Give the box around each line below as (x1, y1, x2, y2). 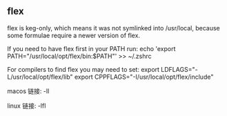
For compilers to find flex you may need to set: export (7, 65, 160, 73)
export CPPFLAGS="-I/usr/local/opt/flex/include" (74, 72, 214, 81)
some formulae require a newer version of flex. (7, 31, 140, 39)
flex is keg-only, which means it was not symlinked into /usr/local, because (7, 23, 221, 32)
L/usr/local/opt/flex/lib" (7, 72, 74, 81)
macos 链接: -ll (7, 86, 50, 95)
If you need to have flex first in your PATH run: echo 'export (7, 44, 176, 52)
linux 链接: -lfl (7, 101, 46, 110)
